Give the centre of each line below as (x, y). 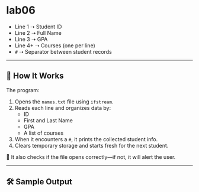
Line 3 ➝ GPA (31, 39)
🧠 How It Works (35, 76)
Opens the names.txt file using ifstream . (64, 102)
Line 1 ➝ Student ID (38, 27)
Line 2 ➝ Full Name (38, 32)
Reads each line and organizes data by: (63, 108)
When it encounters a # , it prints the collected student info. (86, 139)
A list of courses (44, 133)
